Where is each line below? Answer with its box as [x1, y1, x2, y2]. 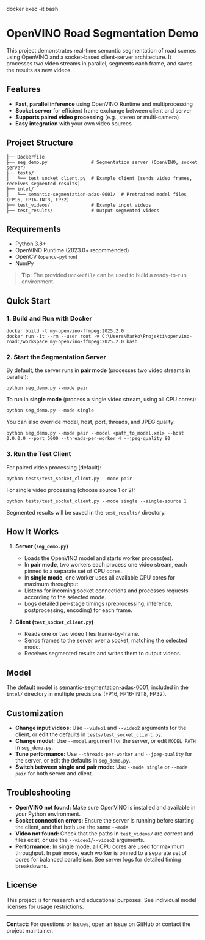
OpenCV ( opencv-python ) [15, 253, 78, 261]
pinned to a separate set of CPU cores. [24, 567, 123, 575]
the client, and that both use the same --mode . [15, 823, 130, 830]
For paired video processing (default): [6, 463, 102, 471]
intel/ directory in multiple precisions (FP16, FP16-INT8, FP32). [6, 690, 167, 698]
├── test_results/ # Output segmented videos [6, 207, 160, 214]
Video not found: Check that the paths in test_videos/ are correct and [15, 829, 193, 837]
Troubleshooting [6, 788, 71, 798]
